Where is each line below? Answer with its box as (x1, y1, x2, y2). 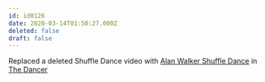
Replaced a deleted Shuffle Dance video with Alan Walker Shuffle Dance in (8, 56, 258, 66)
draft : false (8, 34, 53, 43)
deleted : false (8, 27, 60, 35)
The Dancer (8, 65, 49, 75)
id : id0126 (8, 11, 45, 20)
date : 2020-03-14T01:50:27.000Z (8, 19, 118, 27)
